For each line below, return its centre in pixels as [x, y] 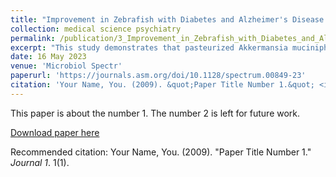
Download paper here [55, 132]
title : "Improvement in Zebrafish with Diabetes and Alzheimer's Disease [167, 19]
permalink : [33, 38]
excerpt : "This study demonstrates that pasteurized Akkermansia [149, 47]
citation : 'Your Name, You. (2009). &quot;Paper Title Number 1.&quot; [162, 85]
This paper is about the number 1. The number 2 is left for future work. [155, 113]
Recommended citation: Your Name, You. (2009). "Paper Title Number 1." [161, 152]
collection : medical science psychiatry [96, 29]
